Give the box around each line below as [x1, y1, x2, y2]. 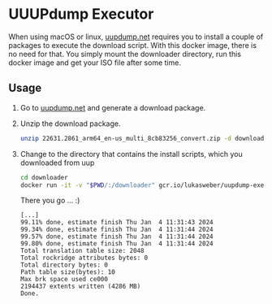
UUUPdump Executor [8, 5, 154, 24]
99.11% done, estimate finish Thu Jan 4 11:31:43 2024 [19, 219, 214, 227]
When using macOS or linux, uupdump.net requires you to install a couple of [8, 32, 264, 41]
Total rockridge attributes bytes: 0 [19, 254, 149, 263]
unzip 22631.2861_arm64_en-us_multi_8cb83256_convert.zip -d [19, 134, 232, 142]
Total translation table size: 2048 [19, 247, 145, 255]
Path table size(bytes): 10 [19, 268, 115, 276]
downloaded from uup [19, 158, 95, 167]
